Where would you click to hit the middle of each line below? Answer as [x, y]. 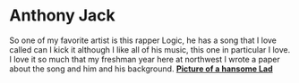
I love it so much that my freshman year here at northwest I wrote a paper [145, 59]
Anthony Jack [63, 16]
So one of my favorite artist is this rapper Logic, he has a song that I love [143, 40]
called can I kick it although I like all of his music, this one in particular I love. [150, 49]
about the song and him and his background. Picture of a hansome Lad [141, 69]
